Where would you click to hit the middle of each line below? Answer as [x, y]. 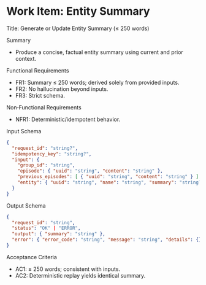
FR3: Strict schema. [40, 95]
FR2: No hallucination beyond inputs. [62, 89]
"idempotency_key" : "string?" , [52, 154]
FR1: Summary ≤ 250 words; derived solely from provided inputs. [97, 82]
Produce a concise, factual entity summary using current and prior [99, 52]
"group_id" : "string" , [46, 165]
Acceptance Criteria [32, 257]
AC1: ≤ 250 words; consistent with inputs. [68, 269]
